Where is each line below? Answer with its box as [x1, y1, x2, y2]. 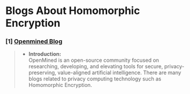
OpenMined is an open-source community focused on [28, 57, 159, 64]
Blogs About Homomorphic [5, 4, 140, 18]
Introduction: [28, 51, 61, 58]
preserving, [28, 69, 57, 76]
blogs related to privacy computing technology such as [28, 75, 161, 82]
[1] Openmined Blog [5, 37, 63, 46]
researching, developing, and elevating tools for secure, [28, 63, 163, 70]
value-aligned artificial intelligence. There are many [57, 69, 182, 76]
